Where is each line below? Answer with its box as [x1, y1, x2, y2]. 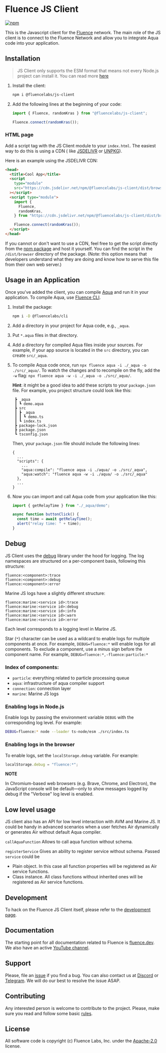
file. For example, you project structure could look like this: [12, 387, 132, 393]
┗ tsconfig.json [14, 432, 48, 437]
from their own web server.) [5, 262, 62, 267]
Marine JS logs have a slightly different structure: [5, 590, 105, 596]
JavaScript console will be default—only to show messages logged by [5, 786, 148, 792]
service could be [5, 854, 40, 859]
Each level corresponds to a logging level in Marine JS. [5, 626, 117, 632]
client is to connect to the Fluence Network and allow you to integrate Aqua [5, 35, 159, 41]
